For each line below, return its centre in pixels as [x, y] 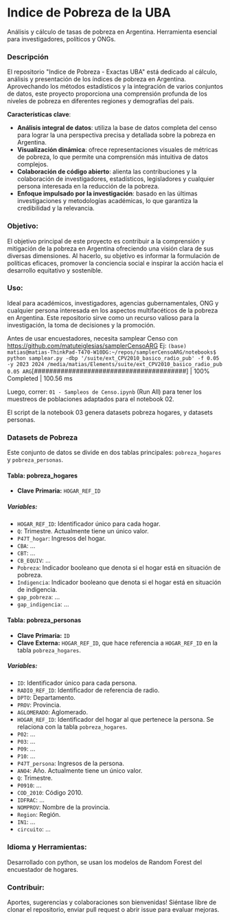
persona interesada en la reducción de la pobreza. [88, 186]
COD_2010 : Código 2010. [50, 793]
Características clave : [39, 114]
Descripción [28, 56]
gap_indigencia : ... [43, 604]
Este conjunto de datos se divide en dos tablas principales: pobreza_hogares [114, 453]
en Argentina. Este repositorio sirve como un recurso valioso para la [103, 317]
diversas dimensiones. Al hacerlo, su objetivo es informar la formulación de [114, 255]
